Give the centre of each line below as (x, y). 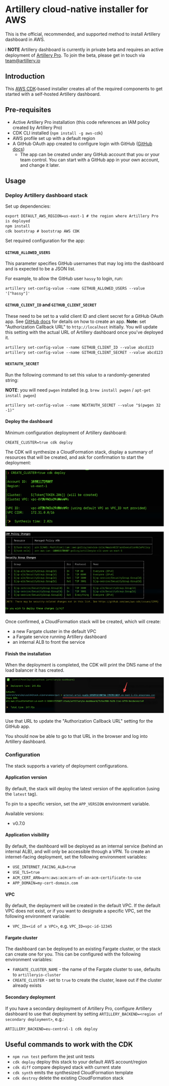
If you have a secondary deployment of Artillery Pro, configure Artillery (79, 1008)
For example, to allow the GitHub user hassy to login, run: (64, 278)
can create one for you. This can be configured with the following (73, 954)
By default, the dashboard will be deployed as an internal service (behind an (84, 846)
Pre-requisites (28, 110)
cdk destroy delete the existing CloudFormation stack (68, 1078)
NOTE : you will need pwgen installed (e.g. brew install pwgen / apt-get (78, 390)
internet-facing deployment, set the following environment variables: (76, 857)
